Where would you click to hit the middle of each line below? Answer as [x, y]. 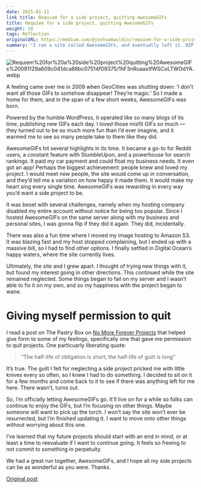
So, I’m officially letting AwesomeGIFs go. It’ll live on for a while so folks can [100, 399]
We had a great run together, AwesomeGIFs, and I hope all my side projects [99, 460]
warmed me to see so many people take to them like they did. [82, 136]
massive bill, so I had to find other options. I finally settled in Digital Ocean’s [99, 248]
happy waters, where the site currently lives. [61, 254]
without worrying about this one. [46, 424]
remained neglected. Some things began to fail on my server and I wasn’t [96, 279]
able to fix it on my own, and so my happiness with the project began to [94, 285]
